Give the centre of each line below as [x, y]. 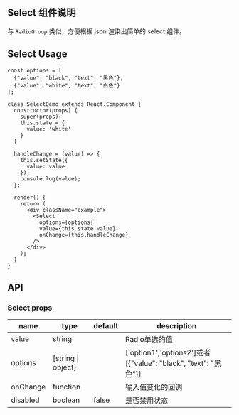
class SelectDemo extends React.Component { [74, 104]
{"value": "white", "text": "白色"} [67, 85]
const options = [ [34, 70]
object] [64, 367]
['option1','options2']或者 [168, 352]
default [106, 326]
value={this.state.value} [77, 228]
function [66, 387]
